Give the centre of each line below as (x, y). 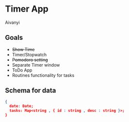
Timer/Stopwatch (29, 54)
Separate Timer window (36, 65)
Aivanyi (13, 22)
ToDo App (22, 70)
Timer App (27, 9)
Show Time (23, 49)
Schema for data (31, 91)
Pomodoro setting (30, 60)
